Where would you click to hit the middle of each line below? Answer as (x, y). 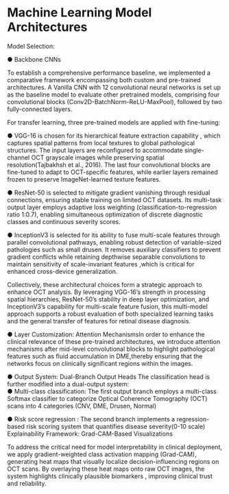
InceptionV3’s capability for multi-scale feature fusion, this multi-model (107, 306)
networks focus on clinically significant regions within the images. (100, 363)
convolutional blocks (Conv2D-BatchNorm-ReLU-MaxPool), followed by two (115, 101)
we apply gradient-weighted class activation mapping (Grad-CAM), (102, 454)
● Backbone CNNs (34, 59)
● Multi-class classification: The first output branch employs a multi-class (112, 391)
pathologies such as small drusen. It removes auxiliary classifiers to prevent (114, 249)
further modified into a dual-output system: (68, 384)
